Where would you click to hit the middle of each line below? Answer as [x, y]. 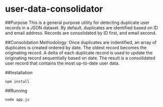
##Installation [19, 72]
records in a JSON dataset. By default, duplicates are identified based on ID [81, 27]
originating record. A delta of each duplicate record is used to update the [79, 53]
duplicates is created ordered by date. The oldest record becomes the [76, 47]
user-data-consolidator [54, 9]
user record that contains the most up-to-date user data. [62, 63]
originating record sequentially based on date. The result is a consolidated [80, 58]
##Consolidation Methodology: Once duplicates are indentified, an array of [81, 42]
